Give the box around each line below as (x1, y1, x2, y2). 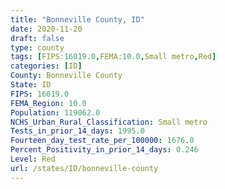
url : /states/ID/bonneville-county (10, 163, 159, 173)
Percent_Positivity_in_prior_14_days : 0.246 (10, 145, 199, 155)
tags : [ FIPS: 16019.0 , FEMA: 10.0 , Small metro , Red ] (10, 52, 217, 62)
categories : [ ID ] (10, 61, 83, 71)
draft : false (10, 33, 65, 43)
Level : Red (10, 154, 56, 164)
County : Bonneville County (10, 71, 123, 81)
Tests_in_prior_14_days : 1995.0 (10, 126, 145, 136)
